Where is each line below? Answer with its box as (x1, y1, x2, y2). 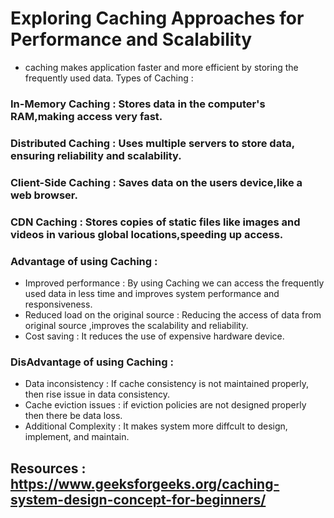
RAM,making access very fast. (10, 109, 163, 123)
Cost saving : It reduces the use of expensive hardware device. (24, 330, 285, 342)
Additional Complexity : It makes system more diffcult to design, (24, 420, 288, 432)
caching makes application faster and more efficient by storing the (24, 61, 299, 73)
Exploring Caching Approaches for (10, 7, 305, 30)
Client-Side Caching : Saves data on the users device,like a (10, 175, 303, 189)
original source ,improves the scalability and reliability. (24, 319, 249, 331)
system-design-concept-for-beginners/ (10, 491, 267, 508)
